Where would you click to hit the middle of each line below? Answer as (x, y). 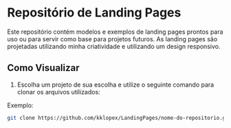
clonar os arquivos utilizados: (59, 92)
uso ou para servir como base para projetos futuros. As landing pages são (112, 39)
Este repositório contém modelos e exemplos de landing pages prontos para (115, 32)
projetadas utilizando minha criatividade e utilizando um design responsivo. (114, 46)
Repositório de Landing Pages (94, 13)
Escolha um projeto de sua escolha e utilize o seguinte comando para (115, 85)
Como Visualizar (43, 68)
